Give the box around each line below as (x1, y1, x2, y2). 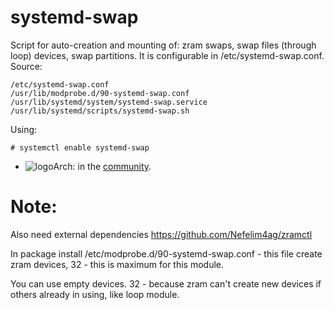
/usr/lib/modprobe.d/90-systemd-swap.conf (10, 88, 190, 98)
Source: (10, 60, 43, 72)
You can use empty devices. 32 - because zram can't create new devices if (10, 277, 322, 290)
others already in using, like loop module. (10, 288, 180, 300)
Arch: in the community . (53, 160, 152, 172)
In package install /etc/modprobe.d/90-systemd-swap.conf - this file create (10, 247, 323, 260)
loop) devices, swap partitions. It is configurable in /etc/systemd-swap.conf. (10, 49, 325, 61)
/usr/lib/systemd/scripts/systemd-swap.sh (10, 106, 190, 116)
